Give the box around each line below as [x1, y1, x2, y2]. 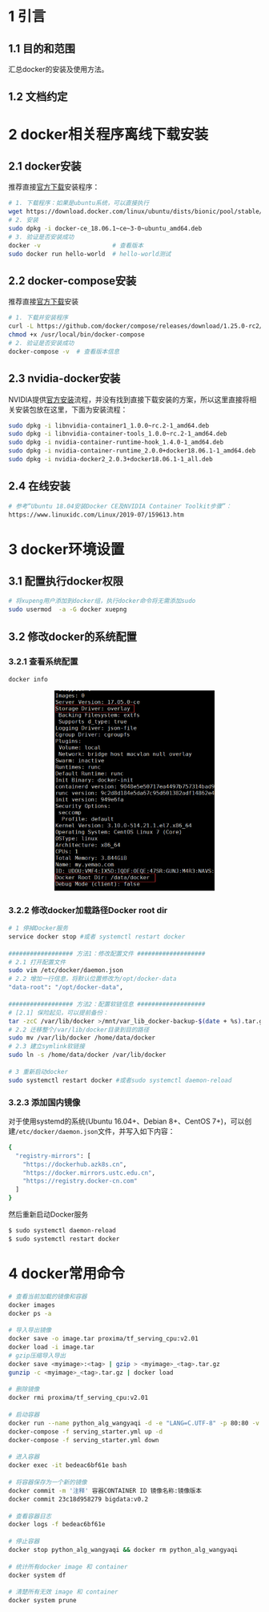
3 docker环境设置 [8, 540, 125, 558]
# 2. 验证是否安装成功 [8, 339, 74, 347]
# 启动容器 [8, 1411, 40, 1419]
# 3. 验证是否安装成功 [8, 233, 74, 241]
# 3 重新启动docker [8, 1067, 69, 1075]
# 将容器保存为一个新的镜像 [8, 1478, 88, 1486]
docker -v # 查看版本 [8, 241, 144, 249]
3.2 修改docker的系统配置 [8, 629, 138, 643]
